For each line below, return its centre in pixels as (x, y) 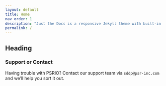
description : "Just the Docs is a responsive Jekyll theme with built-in (83, 23)
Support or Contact (29, 62)
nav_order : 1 (19, 19)
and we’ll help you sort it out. (35, 78)
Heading (19, 48)
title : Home (17, 14)
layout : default (22, 10)
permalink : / (19, 28)
